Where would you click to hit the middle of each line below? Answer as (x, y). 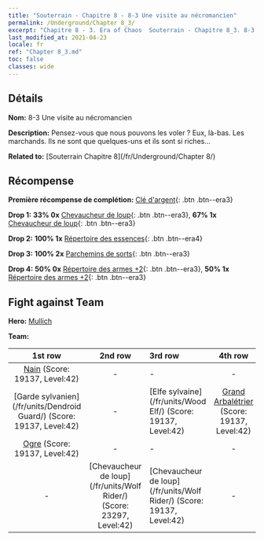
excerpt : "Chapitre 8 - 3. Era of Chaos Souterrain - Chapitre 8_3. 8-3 (132, 30)
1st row (46, 356)
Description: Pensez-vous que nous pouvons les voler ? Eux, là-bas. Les (126, 132)
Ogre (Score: (47, 443)
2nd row (115, 356)
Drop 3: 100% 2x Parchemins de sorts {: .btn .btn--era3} (99, 254)
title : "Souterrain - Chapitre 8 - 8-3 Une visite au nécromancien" (123, 15)
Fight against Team (56, 302)
